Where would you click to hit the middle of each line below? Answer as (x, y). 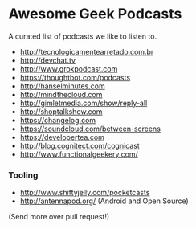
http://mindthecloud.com (61, 94)
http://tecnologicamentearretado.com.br (87, 51)
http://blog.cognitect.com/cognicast (80, 145)
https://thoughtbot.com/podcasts (75, 77)
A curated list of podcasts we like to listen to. (83, 36)
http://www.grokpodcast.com (69, 68)
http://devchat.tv (48, 60)
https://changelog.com (58, 120)
